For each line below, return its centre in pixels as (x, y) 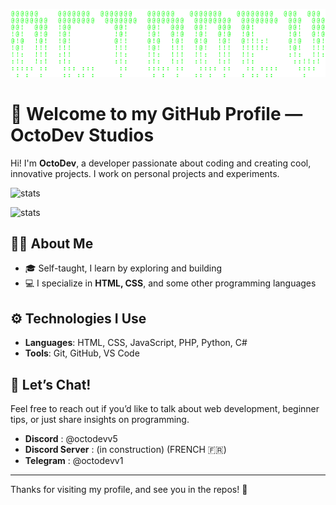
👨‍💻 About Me (52, 243)
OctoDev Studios (82, 135)
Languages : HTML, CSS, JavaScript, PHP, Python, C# (136, 343)
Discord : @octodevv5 (71, 439)
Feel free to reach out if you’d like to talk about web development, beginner (165, 409)
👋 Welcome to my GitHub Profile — (156, 113)
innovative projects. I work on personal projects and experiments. (145, 173)
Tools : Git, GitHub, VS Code (82, 353)
